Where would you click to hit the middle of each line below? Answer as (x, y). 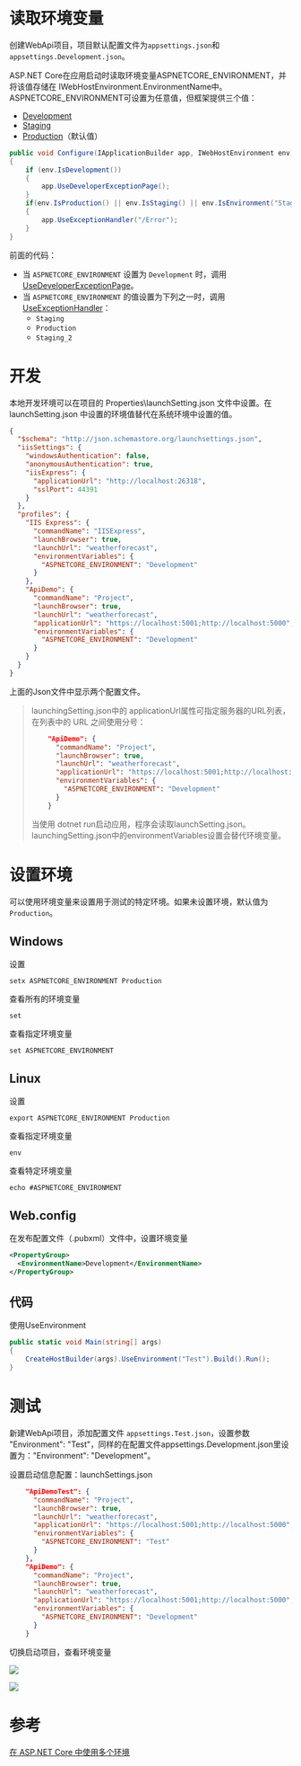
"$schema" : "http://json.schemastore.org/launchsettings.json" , (140, 439)
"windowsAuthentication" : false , (88, 456)
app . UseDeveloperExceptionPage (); (106, 186)
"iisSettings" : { (50, 448)
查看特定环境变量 (41, 1171)
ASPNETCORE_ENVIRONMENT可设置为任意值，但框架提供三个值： (133, 98)
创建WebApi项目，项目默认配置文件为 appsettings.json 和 (115, 45)
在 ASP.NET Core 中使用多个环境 (69, 1752)
